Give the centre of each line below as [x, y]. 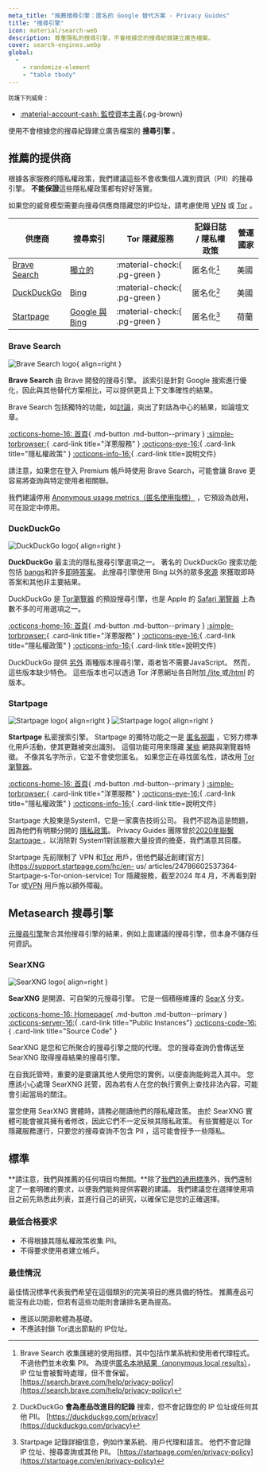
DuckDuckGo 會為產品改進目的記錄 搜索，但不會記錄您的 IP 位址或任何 [135, 1406]
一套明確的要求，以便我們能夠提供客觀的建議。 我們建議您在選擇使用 [134, 1189]
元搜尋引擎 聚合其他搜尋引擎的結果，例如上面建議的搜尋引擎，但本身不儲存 [130, 934]
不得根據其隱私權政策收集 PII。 [70, 1240]
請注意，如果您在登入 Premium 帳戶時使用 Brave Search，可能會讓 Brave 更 [132, 471]
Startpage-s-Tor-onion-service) [60, 876]
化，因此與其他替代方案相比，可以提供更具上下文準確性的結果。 [112, 390]
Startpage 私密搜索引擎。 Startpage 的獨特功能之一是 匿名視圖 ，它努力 [126, 737]
